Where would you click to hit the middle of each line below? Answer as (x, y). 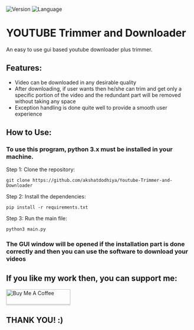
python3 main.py (26, 229)
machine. (20, 157)
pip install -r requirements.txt (47, 207)
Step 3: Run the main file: (37, 219)
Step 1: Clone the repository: (41, 169)
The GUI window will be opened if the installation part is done (96, 244)
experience (28, 114)
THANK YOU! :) (35, 320)
